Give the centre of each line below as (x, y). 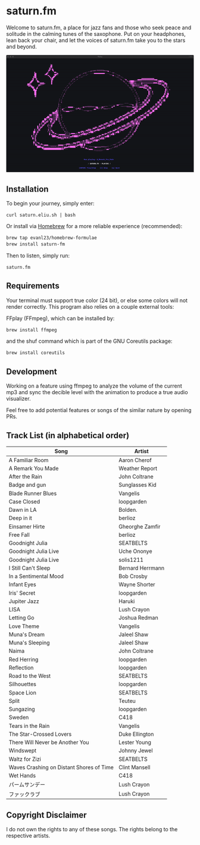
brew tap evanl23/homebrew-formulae (51, 238)
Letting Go (21, 618)
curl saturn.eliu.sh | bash (41, 215)
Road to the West (30, 676)
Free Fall (19, 534)
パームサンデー (27, 785)
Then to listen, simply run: (38, 256)
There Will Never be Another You (49, 742)
